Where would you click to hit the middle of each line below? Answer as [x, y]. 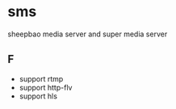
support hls [38, 96]
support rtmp [41, 78]
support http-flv [46, 87]
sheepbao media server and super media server [88, 34]
